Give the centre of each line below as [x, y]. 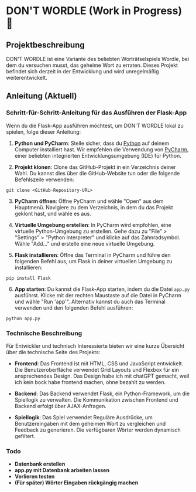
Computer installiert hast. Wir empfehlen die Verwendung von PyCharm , [102, 149]
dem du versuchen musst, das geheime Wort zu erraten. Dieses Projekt [92, 65]
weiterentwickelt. [27, 78]
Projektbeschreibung [45, 45]
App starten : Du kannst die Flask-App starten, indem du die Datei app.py [102, 289]
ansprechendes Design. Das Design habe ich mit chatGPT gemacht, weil [102, 376]
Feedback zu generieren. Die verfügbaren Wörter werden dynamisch [98, 430]
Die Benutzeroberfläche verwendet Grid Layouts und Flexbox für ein [97, 369]
